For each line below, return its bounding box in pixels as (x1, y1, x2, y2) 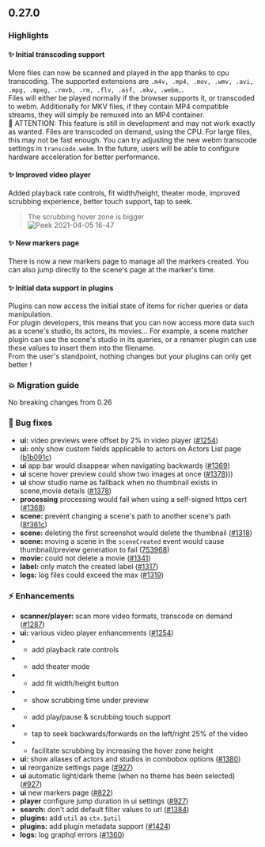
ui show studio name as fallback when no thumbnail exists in (19, 477, 218, 487)
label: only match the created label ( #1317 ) (19, 561, 159, 571)
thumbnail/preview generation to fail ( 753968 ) (19, 545, 170, 554)
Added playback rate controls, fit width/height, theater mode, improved (8, 188, 240, 197)
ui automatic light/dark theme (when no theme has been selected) (19, 771, 236, 781)
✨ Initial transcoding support (8, 49, 105, 59)
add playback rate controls (31, 645, 119, 655)
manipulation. (8, 310, 53, 319)
